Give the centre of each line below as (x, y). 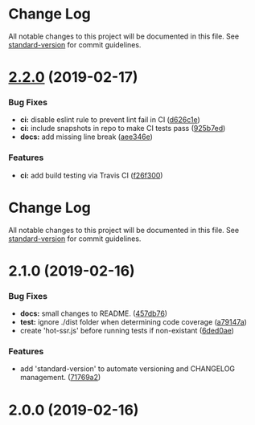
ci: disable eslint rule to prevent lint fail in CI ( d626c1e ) (110, 120)
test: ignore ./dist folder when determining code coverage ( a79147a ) (134, 322)
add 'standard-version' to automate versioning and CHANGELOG (127, 369)
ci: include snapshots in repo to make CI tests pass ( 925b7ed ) (123, 129)
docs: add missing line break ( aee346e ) (86, 137)
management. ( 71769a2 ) (60, 378)
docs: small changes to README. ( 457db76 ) (93, 313)
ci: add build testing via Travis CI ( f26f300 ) (91, 175)
